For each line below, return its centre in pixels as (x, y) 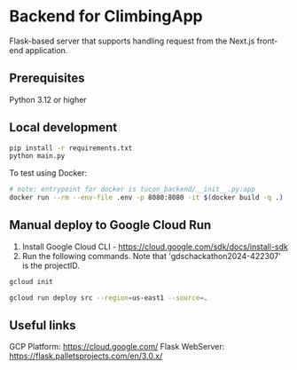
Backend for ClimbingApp (106, 16)
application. (47, 50)
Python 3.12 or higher (48, 99)
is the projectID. (51, 265)
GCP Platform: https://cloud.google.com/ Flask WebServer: (117, 347)
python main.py (37, 156)
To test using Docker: (48, 173)
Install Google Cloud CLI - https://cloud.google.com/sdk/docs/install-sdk (155, 247)
